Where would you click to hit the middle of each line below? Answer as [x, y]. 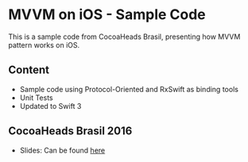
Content [29, 70]
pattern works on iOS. [44, 44]
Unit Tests [36, 98]
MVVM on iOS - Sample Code [107, 15]
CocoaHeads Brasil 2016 [70, 131]
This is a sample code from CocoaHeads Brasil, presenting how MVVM [124, 37]
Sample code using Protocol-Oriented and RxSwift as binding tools [129, 89]
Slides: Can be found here [62, 150]
